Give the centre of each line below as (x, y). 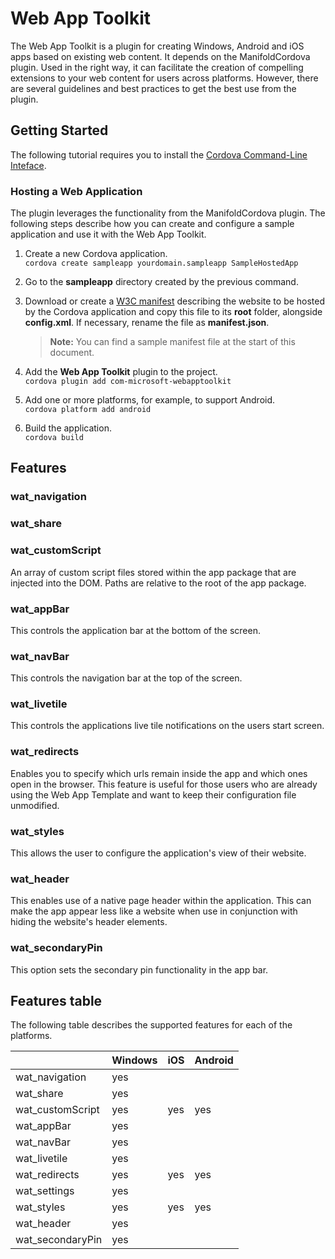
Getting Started (59, 130)
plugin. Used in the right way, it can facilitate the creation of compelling (157, 67)
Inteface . (28, 165)
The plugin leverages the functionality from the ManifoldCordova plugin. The (168, 213)
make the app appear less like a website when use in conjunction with (154, 911)
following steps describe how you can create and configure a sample (152, 224)
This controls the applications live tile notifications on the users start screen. (167, 726)
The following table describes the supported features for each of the (151, 1025)
